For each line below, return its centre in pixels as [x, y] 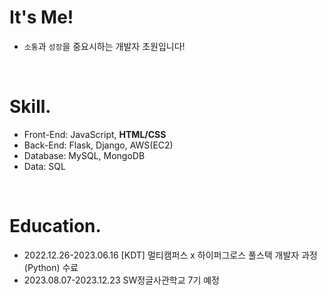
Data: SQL [44, 166]
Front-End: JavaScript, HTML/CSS [95, 134]
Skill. [30, 107]
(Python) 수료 [51, 267]
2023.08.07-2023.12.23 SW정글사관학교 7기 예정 [121, 280]
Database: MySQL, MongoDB [84, 155]
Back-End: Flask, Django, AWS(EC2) [98, 145]
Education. [55, 226]
